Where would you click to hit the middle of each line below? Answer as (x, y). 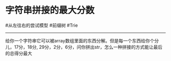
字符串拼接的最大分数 (50, 10)
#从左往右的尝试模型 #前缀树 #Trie (41, 25)
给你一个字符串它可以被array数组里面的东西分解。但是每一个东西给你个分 (82, 40)
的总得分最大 (19, 53)
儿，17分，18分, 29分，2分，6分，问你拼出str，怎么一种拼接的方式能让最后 (84, 47)
